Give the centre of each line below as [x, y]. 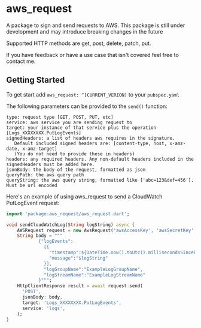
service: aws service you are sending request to [69, 122]
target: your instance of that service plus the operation [81, 128]
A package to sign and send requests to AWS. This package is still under [96, 25]
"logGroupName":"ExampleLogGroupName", [94, 269]
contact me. [21, 61]
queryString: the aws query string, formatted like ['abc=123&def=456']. [100, 180]
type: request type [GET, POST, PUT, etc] [60, 117]
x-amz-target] [40, 149]
